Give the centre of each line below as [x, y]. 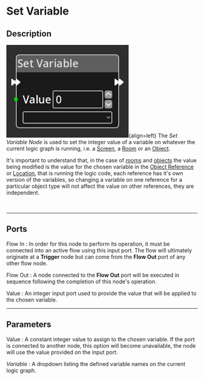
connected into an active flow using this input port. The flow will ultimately [99, 250]
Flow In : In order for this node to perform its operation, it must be [88, 244]
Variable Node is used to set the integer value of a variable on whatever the [101, 142]
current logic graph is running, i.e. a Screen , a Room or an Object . [88, 148]
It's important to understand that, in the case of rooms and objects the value [102, 160]
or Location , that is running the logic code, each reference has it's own [95, 173]
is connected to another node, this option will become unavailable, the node [101, 345]
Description [29, 34]
